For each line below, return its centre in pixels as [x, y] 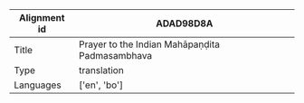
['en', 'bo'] [101, 85]
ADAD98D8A [184, 23]
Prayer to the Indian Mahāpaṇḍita [149, 44]
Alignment [42, 18]
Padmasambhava [115, 56]
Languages [38, 85]
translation [101, 70]
